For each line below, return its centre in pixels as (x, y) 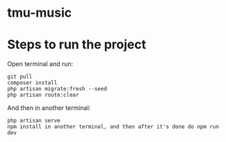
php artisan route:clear (43, 95)
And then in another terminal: (49, 108)
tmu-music (40, 13)
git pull (20, 77)
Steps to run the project (77, 45)
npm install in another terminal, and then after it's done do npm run (113, 127)
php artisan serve (34, 121)
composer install (32, 83)
